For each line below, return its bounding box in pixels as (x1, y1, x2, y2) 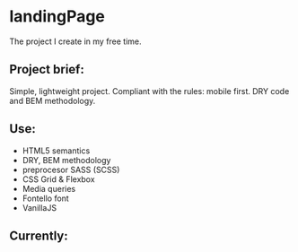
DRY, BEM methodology (22, 154, 111, 165)
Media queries (22, 183, 76, 194)
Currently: (9, 228, 69, 243)
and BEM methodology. (9, 95, 96, 106)
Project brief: (9, 62, 85, 77)
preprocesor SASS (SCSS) (22, 164, 120, 175)
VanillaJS (22, 202, 57, 213)
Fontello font (22, 193, 69, 204)
